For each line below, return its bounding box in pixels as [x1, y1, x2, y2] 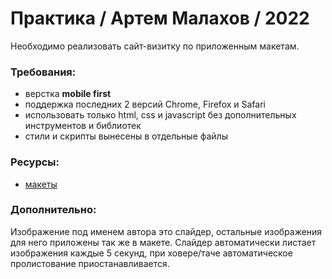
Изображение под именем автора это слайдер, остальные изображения [10, 225, 323, 237]
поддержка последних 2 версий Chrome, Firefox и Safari [24, 98, 266, 111]
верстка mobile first [24, 88, 112, 100]
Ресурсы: [10, 155, 60, 169]
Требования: [10, 65, 77, 79]
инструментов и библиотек [24, 120, 142, 132]
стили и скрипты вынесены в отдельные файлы [24, 130, 229, 142]
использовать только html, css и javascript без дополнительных [24, 109, 297, 121]
